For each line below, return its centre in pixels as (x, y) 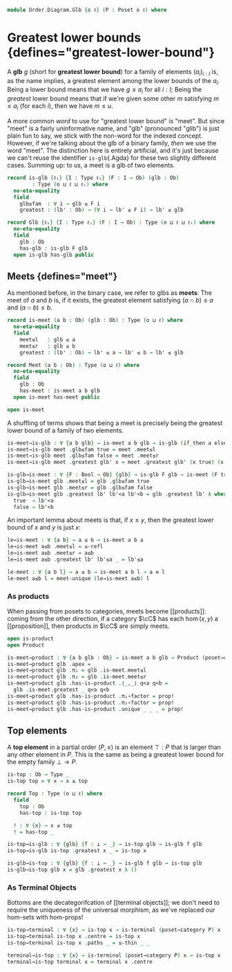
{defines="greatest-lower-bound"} (111, 53)
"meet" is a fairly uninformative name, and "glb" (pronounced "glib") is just (113, 128)
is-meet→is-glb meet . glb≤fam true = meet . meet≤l (81, 449)
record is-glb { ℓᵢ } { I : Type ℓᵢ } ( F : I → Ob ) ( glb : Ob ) (93, 178)
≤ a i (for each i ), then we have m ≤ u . (60, 107)
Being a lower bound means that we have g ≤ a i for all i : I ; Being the (105, 90)
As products (28, 596)
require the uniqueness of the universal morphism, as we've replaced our (111, 910)
